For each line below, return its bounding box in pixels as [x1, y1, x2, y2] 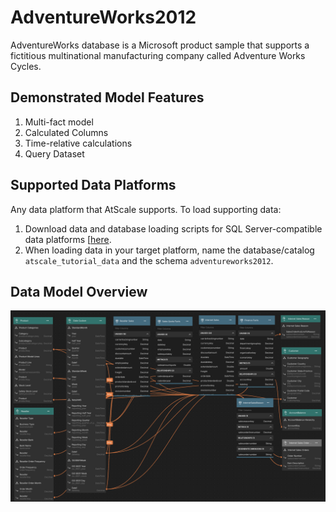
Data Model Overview [10, 283, 148, 300]
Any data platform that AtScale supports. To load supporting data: [10, 203, 282, 215]
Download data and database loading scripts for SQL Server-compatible [24, 222, 323, 235]
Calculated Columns [24, 126, 109, 138]
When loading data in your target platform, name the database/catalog [24, 244, 315, 256]
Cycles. [10, 60, 42, 72]
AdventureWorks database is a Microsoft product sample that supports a [10, 39, 310, 51]
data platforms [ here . [24, 233, 112, 245]
